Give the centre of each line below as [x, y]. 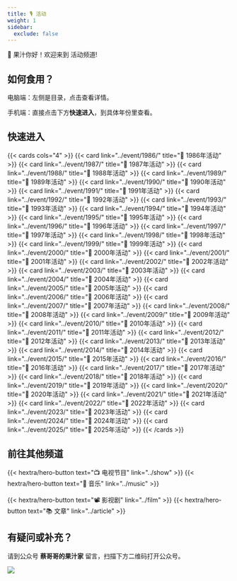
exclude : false [36, 34]
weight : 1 [22, 21]
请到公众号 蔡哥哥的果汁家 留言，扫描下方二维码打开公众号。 [96, 556]
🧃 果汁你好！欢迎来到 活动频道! [52, 54]
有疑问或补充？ [40, 537]
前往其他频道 [35, 454]
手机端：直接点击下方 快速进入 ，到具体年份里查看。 [82, 113]
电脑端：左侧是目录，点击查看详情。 [60, 98]
